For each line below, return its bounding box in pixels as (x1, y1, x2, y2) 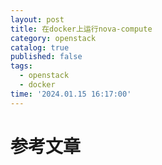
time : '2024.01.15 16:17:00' (10, 89, 132, 99)
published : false (10, 52, 83, 62)
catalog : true (10, 42, 70, 53)
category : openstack (10, 33, 97, 43)
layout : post (10, 14, 65, 25)
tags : (10, 61, 33, 71)
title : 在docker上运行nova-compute (10, 24, 153, 34)
